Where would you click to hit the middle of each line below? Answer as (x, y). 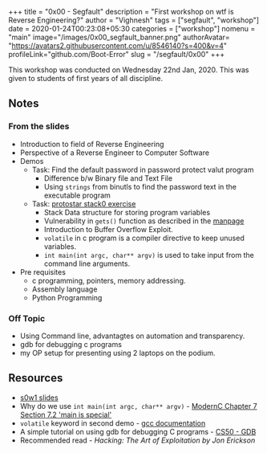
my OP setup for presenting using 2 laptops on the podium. (117, 353)
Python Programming (67, 297)
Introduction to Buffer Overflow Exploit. (109, 229)
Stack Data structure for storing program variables (127, 212)
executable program (77, 195)
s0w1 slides (39, 398)
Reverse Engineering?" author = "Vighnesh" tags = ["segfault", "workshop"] (133, 20)
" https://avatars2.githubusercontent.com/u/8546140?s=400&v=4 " (117, 46)
